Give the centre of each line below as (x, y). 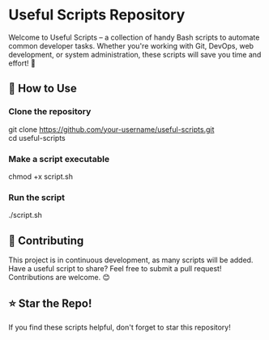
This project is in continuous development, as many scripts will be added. (131, 260)
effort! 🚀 (22, 63)
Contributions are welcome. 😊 (60, 278)
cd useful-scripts (37, 138)
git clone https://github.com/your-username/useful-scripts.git (111, 129)
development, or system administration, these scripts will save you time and (135, 54)
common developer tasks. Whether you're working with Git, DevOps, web (131, 45)
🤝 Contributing (46, 240)
